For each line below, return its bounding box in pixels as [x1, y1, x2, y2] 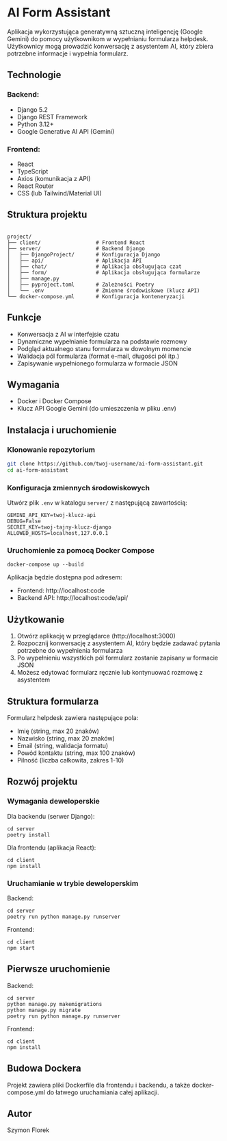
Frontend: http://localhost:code [16, 586, 105, 594]
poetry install [7, 831, 51, 838]
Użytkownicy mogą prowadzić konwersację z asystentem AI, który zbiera [7, 42, 214, 50]
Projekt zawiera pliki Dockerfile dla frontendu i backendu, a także [7, 1081, 191, 1089]
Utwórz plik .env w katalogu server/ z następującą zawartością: [7, 499, 188, 507]
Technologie [7, 69, 62, 81]
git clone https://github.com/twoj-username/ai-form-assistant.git [7, 461, 204, 468]
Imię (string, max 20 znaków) [16, 727, 99, 735]
